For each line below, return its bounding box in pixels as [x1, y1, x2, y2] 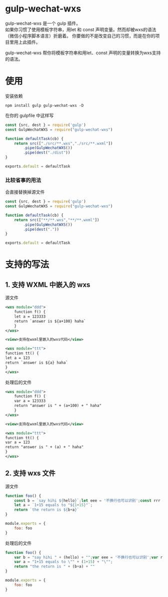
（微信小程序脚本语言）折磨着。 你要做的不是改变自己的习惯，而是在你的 [5, 33, 155, 39]
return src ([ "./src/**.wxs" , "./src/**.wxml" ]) [14, 141, 113, 146]
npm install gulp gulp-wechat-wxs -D [5, 103, 84, 108]
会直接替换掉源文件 [5, 189, 45, 195]
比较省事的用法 [5, 177, 41, 184]
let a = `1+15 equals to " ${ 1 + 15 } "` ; [14, 503, 93, 508]
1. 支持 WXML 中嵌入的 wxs [5, 280, 90, 289]
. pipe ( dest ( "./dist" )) [23, 150, 70, 156]
